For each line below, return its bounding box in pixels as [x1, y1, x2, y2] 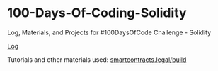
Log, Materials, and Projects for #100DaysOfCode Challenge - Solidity [7, 28, 212, 37]
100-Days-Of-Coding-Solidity [7, 5, 187, 21]
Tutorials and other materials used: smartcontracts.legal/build [7, 55, 187, 64]
